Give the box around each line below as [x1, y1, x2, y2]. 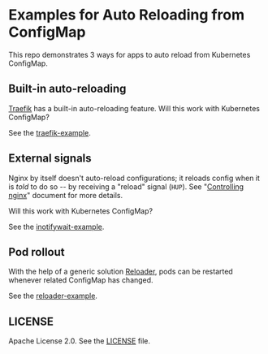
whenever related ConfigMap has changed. [8, 275, 153, 285]
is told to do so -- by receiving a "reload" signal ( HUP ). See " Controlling [8, 181, 244, 192]
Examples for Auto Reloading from [8, 6, 245, 24]
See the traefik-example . [8, 127, 91, 137]
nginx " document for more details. [8, 190, 123, 200]
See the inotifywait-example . [8, 222, 105, 231]
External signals [8, 152, 92, 166]
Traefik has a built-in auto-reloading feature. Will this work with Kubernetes [8, 103, 260, 113]
